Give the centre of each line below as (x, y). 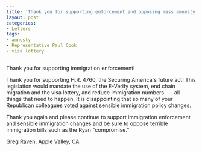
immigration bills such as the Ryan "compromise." (68, 129)
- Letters (19, 29)
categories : (21, 23)
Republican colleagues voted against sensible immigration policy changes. (99, 105)
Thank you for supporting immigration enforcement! (71, 68)
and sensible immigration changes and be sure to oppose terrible (87, 123)
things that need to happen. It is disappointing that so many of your (90, 99)
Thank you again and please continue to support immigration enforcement (99, 117)
